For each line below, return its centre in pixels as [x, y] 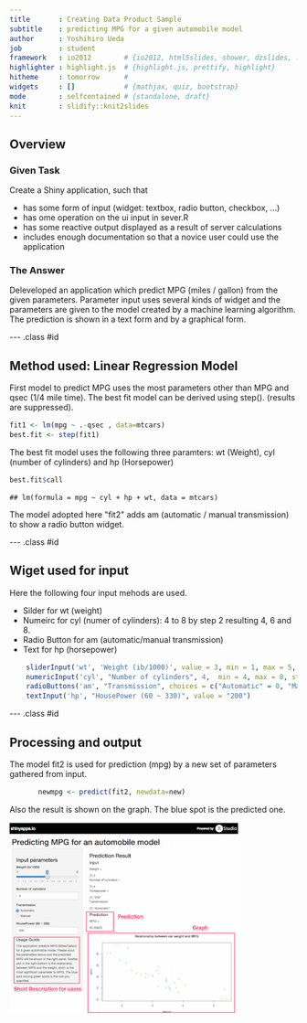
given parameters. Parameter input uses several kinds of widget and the [145, 300]
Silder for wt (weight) [63, 610]
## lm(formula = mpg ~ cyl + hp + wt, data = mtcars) [114, 497]
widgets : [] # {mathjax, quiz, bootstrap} [124, 87]
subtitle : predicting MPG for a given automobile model [127, 29]
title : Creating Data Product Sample [95, 19]
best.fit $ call [37, 480]
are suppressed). [42, 408]
